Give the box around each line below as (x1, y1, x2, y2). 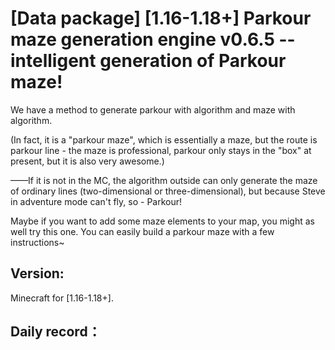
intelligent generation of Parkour (10, 50, 287, 72)
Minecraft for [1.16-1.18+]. (10, 292, 114, 304)
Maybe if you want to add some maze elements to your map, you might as (10, 215, 315, 227)
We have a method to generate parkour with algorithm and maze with (10, 103, 296, 116)
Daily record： (10, 323, 102, 341)
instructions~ (10, 236, 65, 248)
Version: (10, 265, 65, 282)
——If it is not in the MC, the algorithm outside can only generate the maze (10, 174, 318, 186)
